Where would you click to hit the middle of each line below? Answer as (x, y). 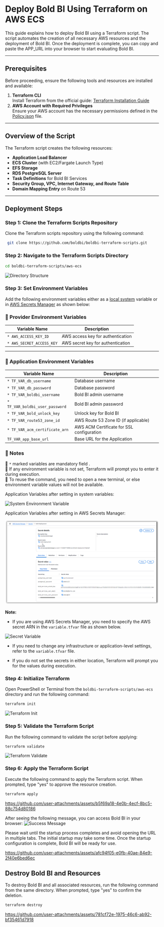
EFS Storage (25, 168)
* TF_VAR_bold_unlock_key (33, 414)
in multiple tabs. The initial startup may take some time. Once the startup (78, 838)
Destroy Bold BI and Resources (53, 873)
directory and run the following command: (47, 695)
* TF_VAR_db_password (29, 388)
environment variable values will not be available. (54, 485)
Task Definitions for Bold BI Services (50, 178)
